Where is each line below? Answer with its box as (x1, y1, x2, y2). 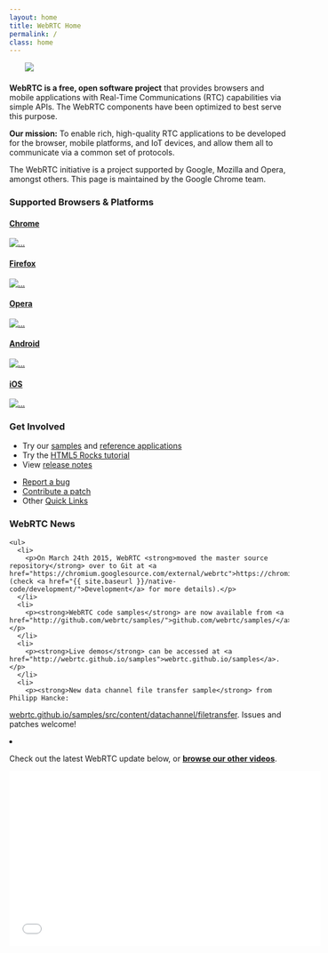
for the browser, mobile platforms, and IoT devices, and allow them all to (9, 138, 274, 148)
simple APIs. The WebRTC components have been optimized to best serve (9, 101, 282, 112)
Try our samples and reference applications (21, 441, 182, 452)
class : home (9, 37, 53, 47)
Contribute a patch (21, 486, 92, 497)
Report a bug (21, 476, 70, 487)
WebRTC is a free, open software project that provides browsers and (9, 83, 265, 93)
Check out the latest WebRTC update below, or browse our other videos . (9, 753, 277, 764)
